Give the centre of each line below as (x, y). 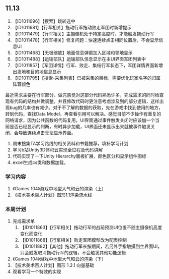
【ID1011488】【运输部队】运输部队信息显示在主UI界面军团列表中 (79, 59)
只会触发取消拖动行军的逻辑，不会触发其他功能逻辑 (73, 253)
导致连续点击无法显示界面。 (47, 133)
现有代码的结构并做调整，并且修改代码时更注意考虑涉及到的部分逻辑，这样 (82, 101)
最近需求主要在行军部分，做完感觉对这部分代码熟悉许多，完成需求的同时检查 (84, 95)
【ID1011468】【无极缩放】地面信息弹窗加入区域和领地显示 (72, 52)
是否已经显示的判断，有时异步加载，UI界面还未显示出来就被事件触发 (80, 126)
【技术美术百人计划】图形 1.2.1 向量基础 (53, 265)
